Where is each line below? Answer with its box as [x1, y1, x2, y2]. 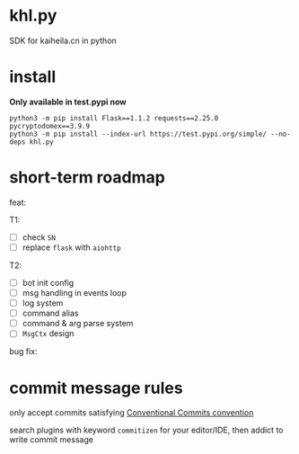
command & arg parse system [22, 318, 134, 329]
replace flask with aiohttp [22, 242, 121, 253]
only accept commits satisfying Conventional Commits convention [9, 407, 254, 418]
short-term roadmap [9, 167, 166, 188]
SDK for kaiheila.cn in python [9, 35, 117, 46]
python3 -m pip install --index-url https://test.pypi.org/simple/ [9, 129, 268, 138]
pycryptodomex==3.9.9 [9, 121, 91, 130]
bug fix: [9, 346, 38, 357]
